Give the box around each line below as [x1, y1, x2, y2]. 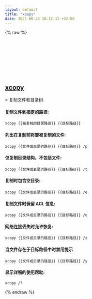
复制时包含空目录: [5, 178, 41, 183]
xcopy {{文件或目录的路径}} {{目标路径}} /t [5, 167, 88, 172]
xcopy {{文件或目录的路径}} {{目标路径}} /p [5, 144, 88, 149]
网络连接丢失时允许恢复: [5, 223, 53, 229]
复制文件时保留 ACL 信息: [5, 200, 56, 206]
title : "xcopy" [5, 12, 36, 17]
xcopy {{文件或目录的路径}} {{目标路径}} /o [5, 213, 88, 218]
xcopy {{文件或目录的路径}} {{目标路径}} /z [5, 236, 88, 240]
